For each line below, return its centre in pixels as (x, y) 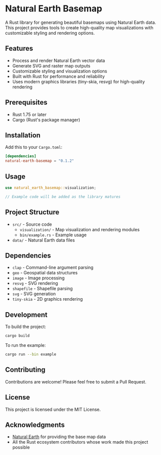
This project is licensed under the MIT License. (53, 409)
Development (27, 315)
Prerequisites (26, 102)
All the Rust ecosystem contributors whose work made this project (80, 442)
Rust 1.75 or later (29, 114)
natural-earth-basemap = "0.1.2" (40, 161)
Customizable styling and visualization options (60, 71)
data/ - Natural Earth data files (44, 240)
